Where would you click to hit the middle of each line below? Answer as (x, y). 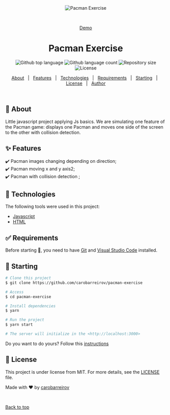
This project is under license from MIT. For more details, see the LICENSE (82, 372)
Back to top (17, 407)
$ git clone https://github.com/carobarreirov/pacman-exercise (74, 283)
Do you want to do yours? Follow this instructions (57, 344)
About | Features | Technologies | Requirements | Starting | (84, 78)
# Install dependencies (31, 306)
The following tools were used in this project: (53, 207)
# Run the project (25, 320)
